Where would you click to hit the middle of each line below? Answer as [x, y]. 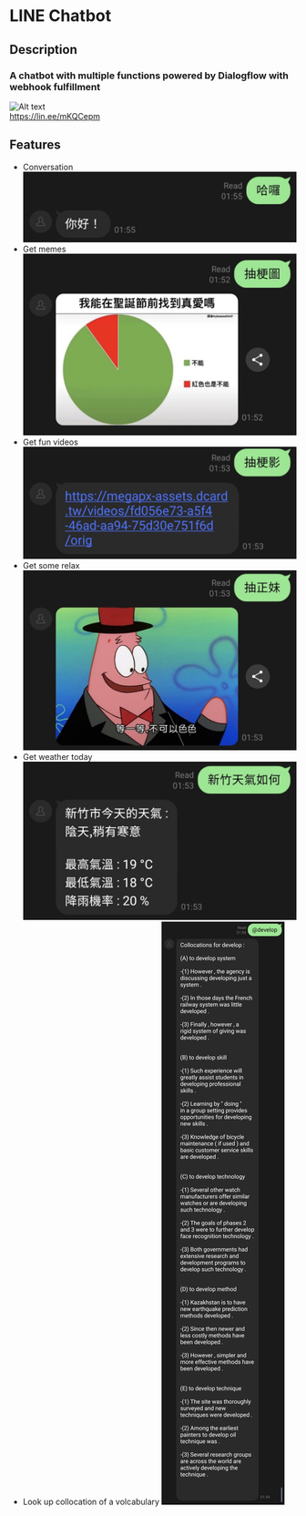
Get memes [44, 249]
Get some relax [51, 565]
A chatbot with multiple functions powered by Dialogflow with [149, 76]
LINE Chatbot [61, 16]
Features [35, 145]
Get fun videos [51, 442]
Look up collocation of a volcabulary [91, 1502]
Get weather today [57, 757]
